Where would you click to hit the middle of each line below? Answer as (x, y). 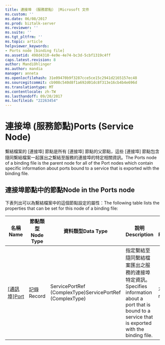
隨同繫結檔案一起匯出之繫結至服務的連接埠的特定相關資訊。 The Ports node (81, 158)
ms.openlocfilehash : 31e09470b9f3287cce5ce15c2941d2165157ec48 (71, 78)
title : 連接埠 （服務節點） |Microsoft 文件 (47, 10)
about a (134, 298)
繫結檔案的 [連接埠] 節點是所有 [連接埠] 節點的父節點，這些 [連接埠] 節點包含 (82, 151)
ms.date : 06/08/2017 (26, 19)
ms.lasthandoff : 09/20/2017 (34, 96)
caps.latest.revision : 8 (30, 60)
